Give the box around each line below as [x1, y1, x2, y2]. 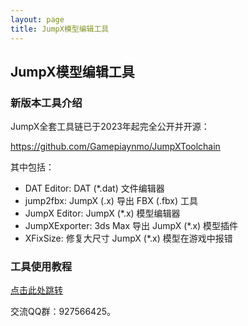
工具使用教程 [10, 260, 73, 274]
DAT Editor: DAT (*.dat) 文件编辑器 [24, 182, 165, 195]
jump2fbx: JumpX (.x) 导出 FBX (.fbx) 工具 [24, 195, 199, 207]
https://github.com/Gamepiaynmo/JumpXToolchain [10, 141, 221, 153]
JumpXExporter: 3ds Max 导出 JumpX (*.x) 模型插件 [24, 220, 239, 232]
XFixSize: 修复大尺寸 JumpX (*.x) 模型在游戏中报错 [24, 232, 233, 245]
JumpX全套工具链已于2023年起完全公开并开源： [10, 121, 210, 133]
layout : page [10, 14, 65, 25]
